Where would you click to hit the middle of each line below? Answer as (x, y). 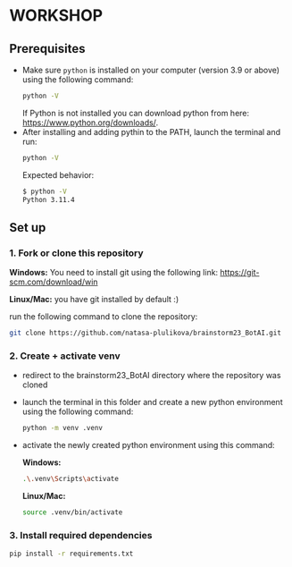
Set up (28, 228)
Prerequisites (47, 49)
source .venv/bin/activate (72, 512)
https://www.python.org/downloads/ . (90, 123)
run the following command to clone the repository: (104, 317)
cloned (35, 385)
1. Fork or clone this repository (77, 253)
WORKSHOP (56, 16)
